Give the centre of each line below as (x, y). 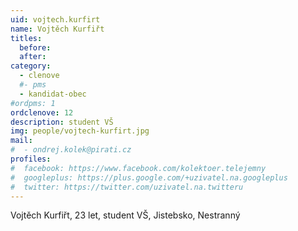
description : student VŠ (62, 122)
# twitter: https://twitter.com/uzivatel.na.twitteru (127, 187)
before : (35, 47)
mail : (21, 141)
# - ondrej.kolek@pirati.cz (71, 150)
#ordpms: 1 (33, 103)
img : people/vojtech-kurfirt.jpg (80, 131)
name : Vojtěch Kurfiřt (57, 29)
